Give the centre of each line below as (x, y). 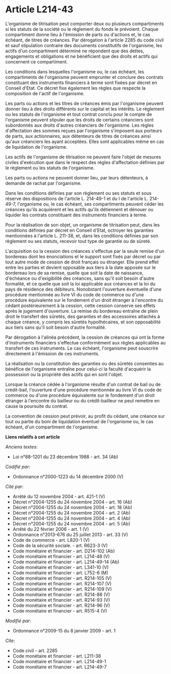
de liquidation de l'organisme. (36, 147)
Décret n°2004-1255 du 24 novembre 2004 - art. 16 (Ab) (72, 502)
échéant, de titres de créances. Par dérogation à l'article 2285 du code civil (85, 40)
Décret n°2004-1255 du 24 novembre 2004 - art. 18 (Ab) (72, 507)
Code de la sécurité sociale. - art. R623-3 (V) (60, 545)
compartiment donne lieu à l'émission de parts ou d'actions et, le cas (78, 34)
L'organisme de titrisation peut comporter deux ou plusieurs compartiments (85, 24)
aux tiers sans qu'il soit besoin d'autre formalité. (56, 327)
